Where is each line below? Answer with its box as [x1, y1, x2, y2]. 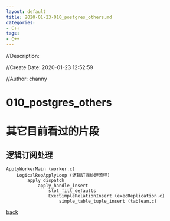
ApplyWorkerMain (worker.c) [6, 166, 76, 172]
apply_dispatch [27, 178, 65, 184]
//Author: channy [6, 75, 47, 82]
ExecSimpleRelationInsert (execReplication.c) [48, 193, 165, 199]
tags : [6, 31, 19, 37]
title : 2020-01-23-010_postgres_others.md [6, 14, 112, 20]
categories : [6, 19, 35, 25]
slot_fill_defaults [48, 188, 96, 194]
